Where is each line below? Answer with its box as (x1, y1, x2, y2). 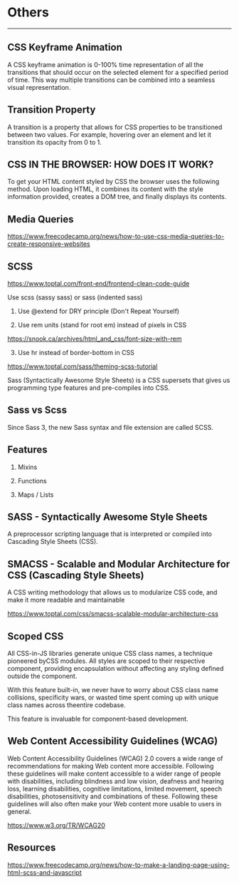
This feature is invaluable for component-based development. (7, 714, 188, 724)
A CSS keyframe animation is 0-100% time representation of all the (7, 60, 204, 68)
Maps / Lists (17, 490, 54, 499)
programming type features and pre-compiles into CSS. (7, 384, 171, 392)
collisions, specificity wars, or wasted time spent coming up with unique (7, 693, 219, 702)
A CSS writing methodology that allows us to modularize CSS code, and (7, 588, 218, 597)
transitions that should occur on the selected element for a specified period (7, 68, 229, 76)
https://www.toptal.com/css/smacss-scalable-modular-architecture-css (7, 610, 219, 618)
